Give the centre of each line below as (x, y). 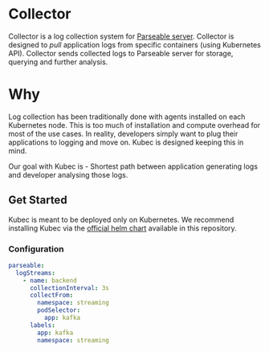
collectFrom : (51, 295)
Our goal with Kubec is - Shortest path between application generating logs (133, 166)
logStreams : (36, 273)
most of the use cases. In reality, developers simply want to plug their (123, 133)
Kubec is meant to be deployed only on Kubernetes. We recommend (121, 219)
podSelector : (59, 310)
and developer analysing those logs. (68, 174)
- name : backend (50, 280)
